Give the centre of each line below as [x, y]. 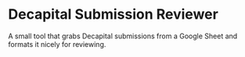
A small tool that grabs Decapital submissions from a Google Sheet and [123, 36]
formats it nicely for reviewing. [57, 44]
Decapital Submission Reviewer [113, 14]
